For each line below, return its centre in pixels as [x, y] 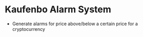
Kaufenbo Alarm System [58, 10]
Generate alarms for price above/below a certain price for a [75, 24]
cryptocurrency [29, 29]
